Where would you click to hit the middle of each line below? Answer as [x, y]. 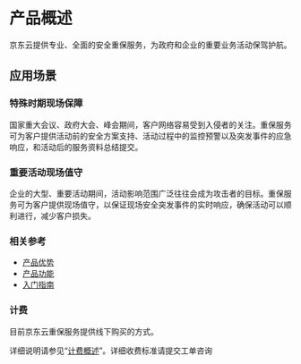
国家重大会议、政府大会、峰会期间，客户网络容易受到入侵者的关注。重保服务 [150, 124]
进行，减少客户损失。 [56, 216]
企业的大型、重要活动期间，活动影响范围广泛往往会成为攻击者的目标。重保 [146, 193]
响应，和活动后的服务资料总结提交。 [76, 147]
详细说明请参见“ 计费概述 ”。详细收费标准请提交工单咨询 [111, 351]
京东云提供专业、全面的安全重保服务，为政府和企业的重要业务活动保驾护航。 [150, 45]
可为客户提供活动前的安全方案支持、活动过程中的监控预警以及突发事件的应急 [150, 136]
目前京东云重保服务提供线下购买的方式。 [84, 331]
